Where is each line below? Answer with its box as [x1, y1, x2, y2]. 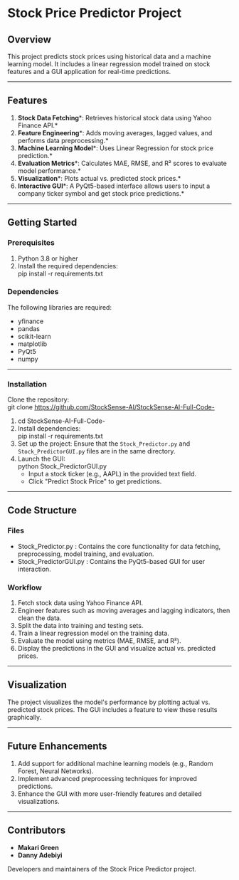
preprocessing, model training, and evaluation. [17, 550, 154, 558]
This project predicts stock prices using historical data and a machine [7, 52, 211, 61]
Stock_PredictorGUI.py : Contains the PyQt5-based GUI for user [17, 557, 205, 565]
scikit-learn [17, 332, 51, 340]
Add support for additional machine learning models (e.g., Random [17, 759, 213, 768]
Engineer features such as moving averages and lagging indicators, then [17, 607, 230, 615]
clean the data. [17, 614, 62, 622]
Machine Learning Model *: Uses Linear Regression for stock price [17, 144, 213, 152]
